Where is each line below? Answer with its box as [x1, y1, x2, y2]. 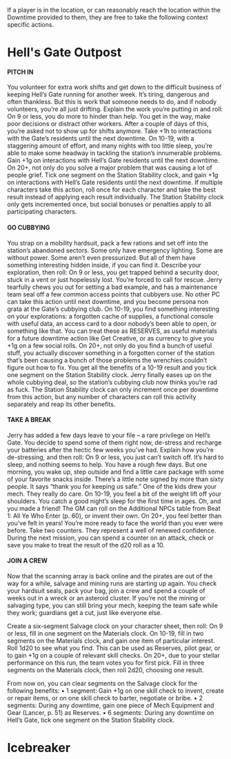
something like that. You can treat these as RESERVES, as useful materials [7, 327, 217, 335]
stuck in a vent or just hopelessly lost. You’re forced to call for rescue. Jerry [7, 275, 223, 283]
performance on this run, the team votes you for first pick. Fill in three [7, 658, 205, 667]
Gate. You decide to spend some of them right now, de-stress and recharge [7, 438, 222, 447]
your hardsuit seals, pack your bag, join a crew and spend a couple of [7, 587, 205, 595]
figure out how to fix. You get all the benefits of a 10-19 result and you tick [7, 363, 217, 372]
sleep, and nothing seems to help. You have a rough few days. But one [7, 460, 208, 468]
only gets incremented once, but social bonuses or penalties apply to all [7, 200, 212, 209]
